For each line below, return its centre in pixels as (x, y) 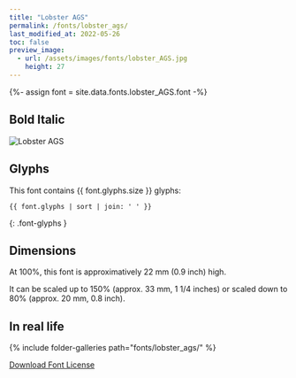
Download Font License (52, 365)
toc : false (29, 42)
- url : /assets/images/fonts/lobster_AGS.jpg (102, 58)
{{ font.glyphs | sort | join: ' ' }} (80, 206)
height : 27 (45, 67)
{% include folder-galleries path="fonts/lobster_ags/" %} (113, 348)
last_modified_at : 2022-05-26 (65, 34)
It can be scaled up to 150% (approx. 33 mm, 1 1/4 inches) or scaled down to (148, 289)
